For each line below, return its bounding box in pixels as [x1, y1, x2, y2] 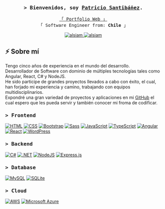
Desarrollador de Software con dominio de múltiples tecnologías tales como [5, 68, 160, 74]
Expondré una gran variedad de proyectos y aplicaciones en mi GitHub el [5, 94, 155, 101]
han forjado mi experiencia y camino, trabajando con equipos [5, 84, 130, 90]
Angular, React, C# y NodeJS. [5, 73, 66, 79]
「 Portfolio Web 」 [59, 16, 108, 22]
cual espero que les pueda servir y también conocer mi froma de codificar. [5, 100, 158, 106]
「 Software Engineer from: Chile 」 [38, 22, 128, 28]
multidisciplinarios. [5, 89, 44, 95]
